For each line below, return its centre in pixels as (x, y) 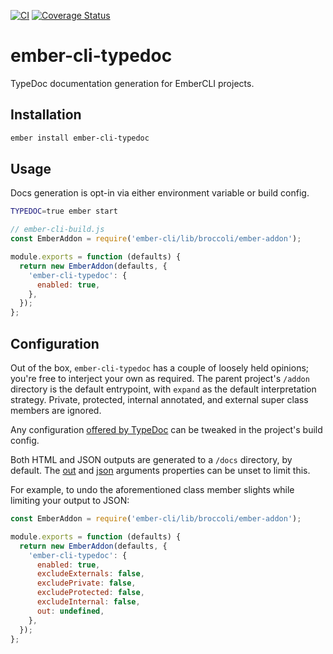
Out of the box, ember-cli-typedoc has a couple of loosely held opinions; (160, 368)
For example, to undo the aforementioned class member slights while (152, 489)
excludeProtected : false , (90, 593)
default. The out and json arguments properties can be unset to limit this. (160, 470)
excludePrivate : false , (86, 583)
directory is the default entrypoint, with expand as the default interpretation (163, 389)
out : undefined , (70, 611)
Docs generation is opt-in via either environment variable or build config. (160, 193)
